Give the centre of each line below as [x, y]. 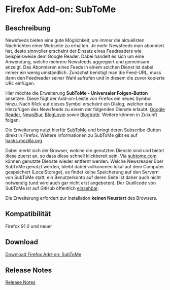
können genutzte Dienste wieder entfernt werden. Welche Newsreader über [84, 161]
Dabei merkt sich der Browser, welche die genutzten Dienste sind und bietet [85, 150]
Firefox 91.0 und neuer [29, 226]
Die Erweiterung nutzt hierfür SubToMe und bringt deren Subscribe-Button [83, 130]
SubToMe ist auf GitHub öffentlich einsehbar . [52, 188]
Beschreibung [28, 28]
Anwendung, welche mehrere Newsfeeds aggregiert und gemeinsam [77, 62]
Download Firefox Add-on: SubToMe [43, 254]
